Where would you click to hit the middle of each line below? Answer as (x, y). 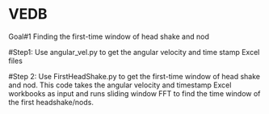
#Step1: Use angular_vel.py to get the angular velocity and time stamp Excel (134, 52)
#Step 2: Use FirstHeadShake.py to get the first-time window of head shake (134, 76)
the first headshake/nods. (51, 102)
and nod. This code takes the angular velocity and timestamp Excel (120, 85)
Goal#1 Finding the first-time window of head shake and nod (109, 36)
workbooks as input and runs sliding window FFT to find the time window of (134, 93)
